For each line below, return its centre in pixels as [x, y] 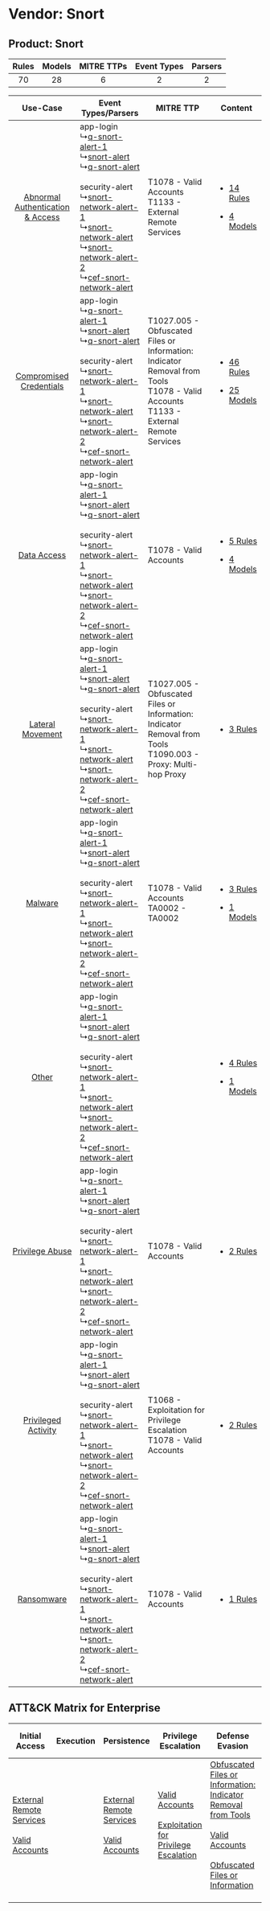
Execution [76, 1740]
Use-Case [42, 108]
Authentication [42, 207]
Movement [42, 734]
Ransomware [42, 1599]
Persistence [127, 1740]
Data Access [42, 555]
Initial [31, 1736]
